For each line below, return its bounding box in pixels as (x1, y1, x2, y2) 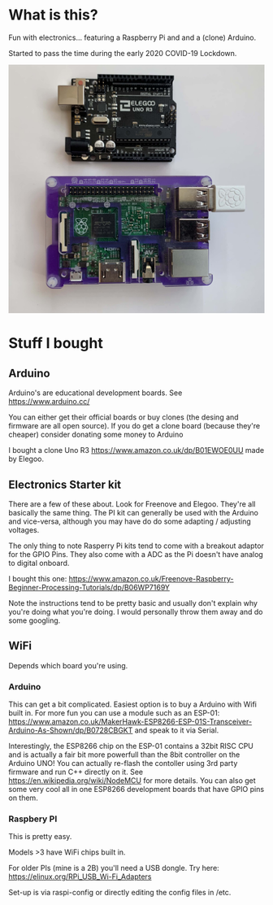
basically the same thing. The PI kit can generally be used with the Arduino (8, 507, 258, 517)
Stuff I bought (8, 334, 103, 353)
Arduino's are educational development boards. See (8, 388, 183, 398)
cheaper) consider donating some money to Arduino (8, 429, 184, 440)
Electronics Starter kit (8, 477, 122, 491)
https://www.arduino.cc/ (8, 397, 90, 407)
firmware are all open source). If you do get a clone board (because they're (8, 421, 261, 431)
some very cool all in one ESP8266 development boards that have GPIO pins (8, 785, 265, 794)
